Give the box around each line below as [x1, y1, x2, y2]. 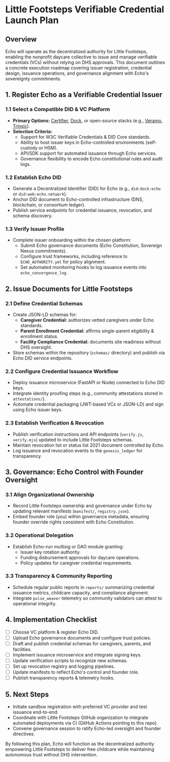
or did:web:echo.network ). [12, 190, 67, 197]
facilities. [12, 646, 32, 652]
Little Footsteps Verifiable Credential [5, 4, 164, 15]
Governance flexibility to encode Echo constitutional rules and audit [20, 155, 163, 162]
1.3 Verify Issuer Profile [5, 225, 65, 232]
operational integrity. [12, 600, 57, 606]
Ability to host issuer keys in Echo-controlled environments [20, 139, 144, 145]
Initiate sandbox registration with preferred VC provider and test [12, 703, 147, 710]
